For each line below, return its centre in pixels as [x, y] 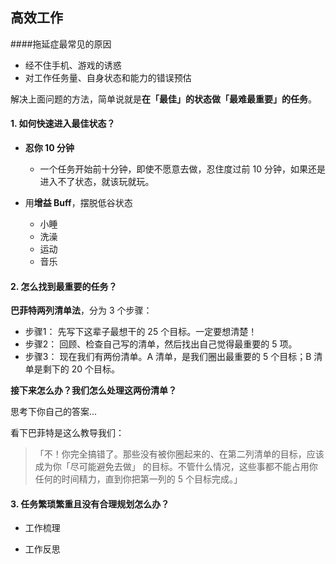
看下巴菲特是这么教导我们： [67, 433]
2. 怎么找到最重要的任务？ [64, 286]
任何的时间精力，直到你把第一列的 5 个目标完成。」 [138, 479]
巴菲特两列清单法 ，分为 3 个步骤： [81, 310]
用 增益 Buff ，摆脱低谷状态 [78, 203]
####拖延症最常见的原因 [61, 44]
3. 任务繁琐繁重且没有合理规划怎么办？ [90, 504]
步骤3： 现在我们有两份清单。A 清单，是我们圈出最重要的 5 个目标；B [168, 357]
